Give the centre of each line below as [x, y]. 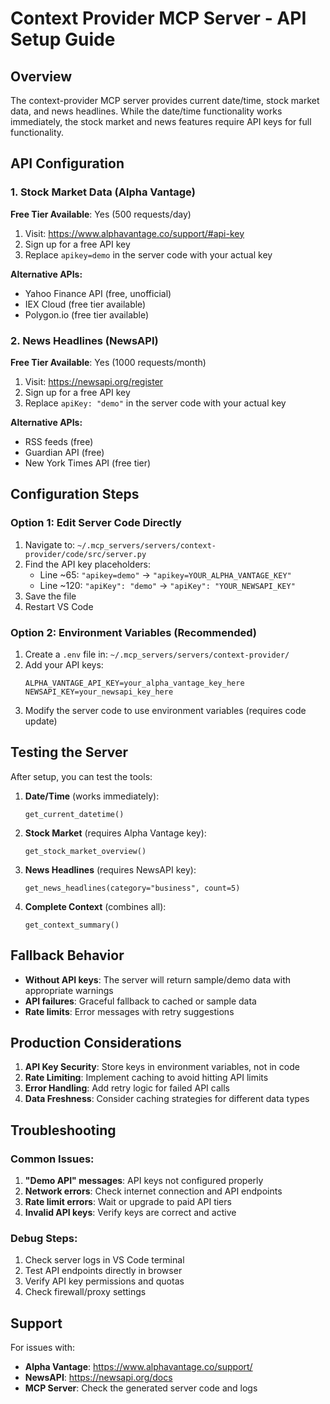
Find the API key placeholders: [88, 564]
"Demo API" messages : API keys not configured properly [144, 1181]
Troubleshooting [63, 1130]
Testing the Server [69, 752]
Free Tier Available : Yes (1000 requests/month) [108, 362]
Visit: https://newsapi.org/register [94, 381]
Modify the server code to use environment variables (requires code [165, 710]
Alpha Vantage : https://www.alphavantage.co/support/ [138, 1367]
